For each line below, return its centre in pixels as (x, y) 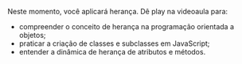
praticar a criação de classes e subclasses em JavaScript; (114, 43)
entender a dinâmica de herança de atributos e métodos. (112, 52)
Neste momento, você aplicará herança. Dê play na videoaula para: (118, 11)
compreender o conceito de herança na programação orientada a (126, 26)
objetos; (32, 35)
